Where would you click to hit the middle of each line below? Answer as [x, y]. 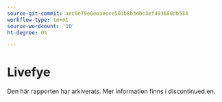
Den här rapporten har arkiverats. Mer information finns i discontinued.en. [111, 91]
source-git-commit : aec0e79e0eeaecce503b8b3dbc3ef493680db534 [98, 13]
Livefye [29, 72]
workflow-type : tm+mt [38, 20]
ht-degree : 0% [27, 33]
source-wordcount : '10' [41, 26]
